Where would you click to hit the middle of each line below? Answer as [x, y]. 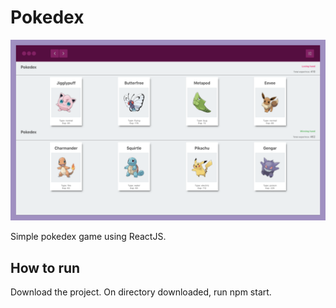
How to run [45, 267]
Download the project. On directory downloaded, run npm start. [141, 292]
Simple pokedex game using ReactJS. [88, 237]
